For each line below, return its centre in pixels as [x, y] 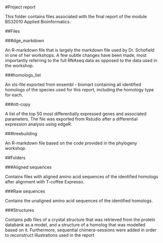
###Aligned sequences [28, 167]
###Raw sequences [25, 191]
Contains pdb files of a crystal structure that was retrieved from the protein [80, 220]
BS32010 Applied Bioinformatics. [38, 22]
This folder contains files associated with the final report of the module [76, 16]
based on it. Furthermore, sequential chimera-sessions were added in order [81, 230]
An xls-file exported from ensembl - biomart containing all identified [73, 84]
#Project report [20, 7]
